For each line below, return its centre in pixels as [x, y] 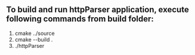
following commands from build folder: [80, 19]
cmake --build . [34, 39]
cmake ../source [35, 33]
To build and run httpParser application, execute [97, 10]
